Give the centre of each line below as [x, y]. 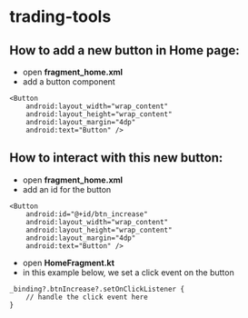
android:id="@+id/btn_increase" [87, 214]
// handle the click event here [87, 297]
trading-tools [60, 17]
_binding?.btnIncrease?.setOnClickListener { [97, 289]
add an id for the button [67, 189]
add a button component [69, 82]
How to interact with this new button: [116, 158]
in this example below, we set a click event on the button [128, 272]
